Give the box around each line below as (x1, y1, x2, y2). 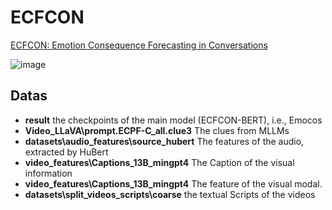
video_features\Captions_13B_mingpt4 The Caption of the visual (24, 156, 295, 168)
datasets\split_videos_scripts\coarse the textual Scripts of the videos (24, 188, 316, 200)
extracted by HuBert (24, 146, 109, 158)
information (24, 167, 73, 179)
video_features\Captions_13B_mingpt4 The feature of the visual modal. (24, 177, 323, 190)
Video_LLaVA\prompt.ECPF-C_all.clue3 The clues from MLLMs (24, 124, 290, 136)
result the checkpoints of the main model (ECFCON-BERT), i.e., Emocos (24, 114, 323, 126)
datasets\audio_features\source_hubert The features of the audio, (24, 135, 305, 147)
